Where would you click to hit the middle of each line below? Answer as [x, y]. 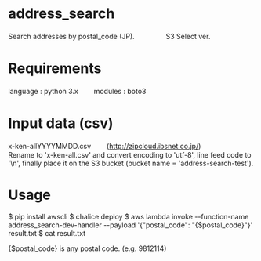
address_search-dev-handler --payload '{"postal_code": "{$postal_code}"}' [130, 225]
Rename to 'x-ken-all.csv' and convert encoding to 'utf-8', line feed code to [130, 154]
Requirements [55, 69]
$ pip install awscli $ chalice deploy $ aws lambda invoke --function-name [129, 216]
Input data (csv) [61, 123]
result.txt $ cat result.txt [47, 233]
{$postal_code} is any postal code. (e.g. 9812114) [87, 248]
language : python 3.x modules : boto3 [77, 91]
